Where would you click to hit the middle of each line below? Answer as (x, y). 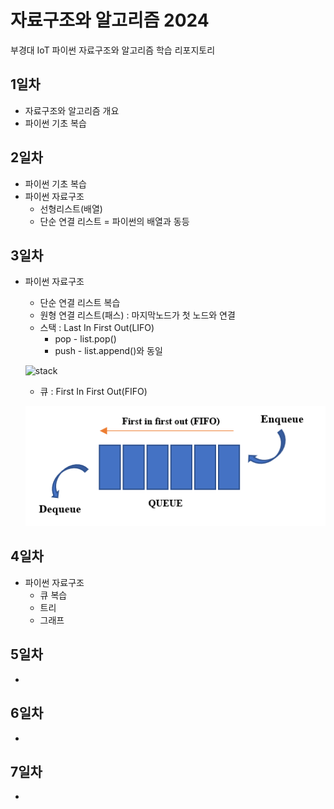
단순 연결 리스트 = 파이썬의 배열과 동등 (114, 221)
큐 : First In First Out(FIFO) (93, 392)
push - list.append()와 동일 (108, 351)
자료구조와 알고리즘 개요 (72, 110)
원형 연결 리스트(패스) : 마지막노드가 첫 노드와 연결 (137, 315)
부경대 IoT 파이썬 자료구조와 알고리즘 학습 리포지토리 (113, 50)
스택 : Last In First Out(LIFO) (97, 328)
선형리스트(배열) (71, 208)
